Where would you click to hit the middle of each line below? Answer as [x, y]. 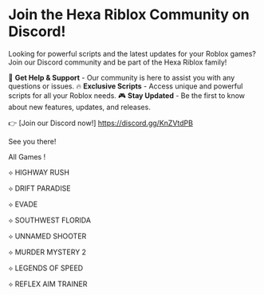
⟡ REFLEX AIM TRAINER [48, 284]
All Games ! [27, 156]
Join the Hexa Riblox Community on [129, 15]
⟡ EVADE [23, 204]
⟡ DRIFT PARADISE [39, 188]
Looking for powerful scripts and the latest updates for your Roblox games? [132, 53]
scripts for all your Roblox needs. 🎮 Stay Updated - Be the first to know [127, 95]
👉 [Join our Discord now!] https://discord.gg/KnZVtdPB [101, 123]
